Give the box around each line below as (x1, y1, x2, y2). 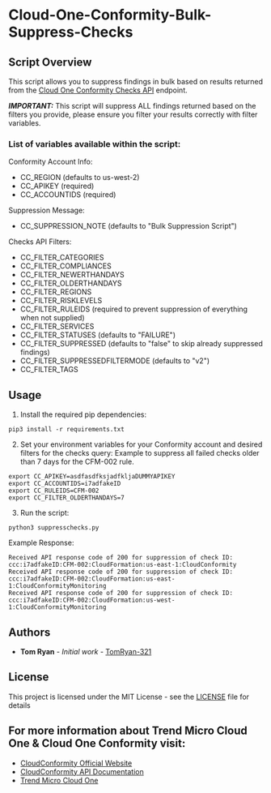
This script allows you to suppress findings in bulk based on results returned (8, 77, 264, 86)
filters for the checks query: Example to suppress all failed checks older (19, 448, 260, 458)
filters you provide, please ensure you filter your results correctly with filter (8, 109, 258, 119)
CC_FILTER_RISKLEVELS (19, 296, 103, 306)
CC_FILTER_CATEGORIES (19, 253, 104, 263)
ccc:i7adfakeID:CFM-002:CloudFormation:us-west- (8, 596, 176, 605)
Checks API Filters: (8, 237, 72, 246)
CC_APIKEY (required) (19, 181, 95, 191)
